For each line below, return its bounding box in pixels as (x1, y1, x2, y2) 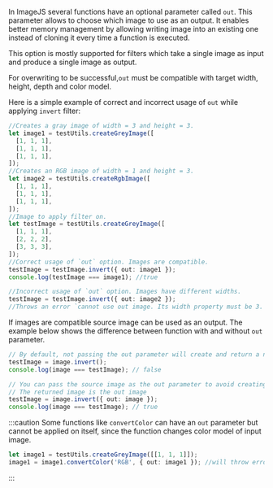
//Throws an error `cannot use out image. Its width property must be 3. (8, 303, 264, 312)
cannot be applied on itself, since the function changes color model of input (8, 426, 262, 436)
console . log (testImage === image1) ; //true (8, 272, 158, 281)
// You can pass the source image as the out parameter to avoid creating (8, 380, 267, 389)
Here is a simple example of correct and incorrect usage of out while (8, 98, 238, 107)
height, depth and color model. (8, 81, 112, 91)
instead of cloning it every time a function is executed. (8, 33, 190, 42)
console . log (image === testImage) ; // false (8, 365, 162, 373)
